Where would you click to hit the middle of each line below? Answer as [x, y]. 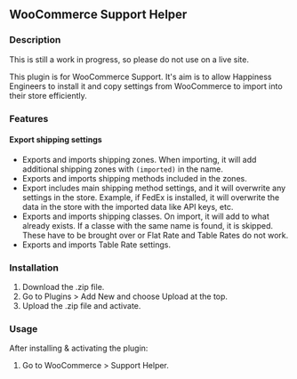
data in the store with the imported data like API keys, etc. [128, 206]
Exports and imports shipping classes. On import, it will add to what [145, 216]
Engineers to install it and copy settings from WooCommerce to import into [146, 86]
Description [35, 40]
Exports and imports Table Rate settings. [96, 245]
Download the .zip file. [63, 287]
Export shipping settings [56, 140]
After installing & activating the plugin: [79, 348]
